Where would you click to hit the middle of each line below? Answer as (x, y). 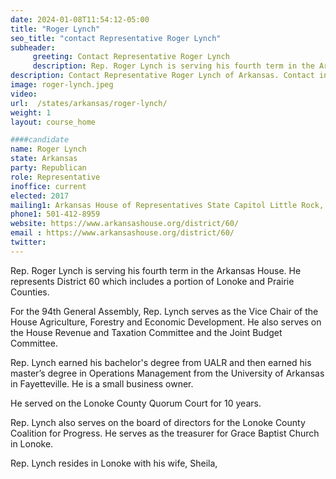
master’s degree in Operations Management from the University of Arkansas (167, 373)
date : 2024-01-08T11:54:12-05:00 (80, 19)
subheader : (33, 47)
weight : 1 (31, 112)
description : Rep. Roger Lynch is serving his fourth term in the (173, 66)
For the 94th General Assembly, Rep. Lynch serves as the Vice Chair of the (164, 311)
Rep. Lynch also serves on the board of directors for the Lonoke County (158, 422)
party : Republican (48, 168)
